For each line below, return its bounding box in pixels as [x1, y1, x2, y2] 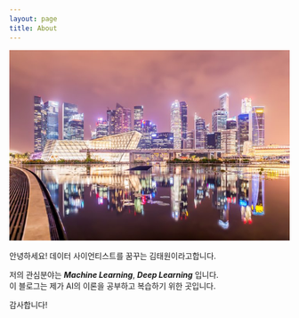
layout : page [9, 14, 58, 23]
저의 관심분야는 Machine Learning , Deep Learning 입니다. [9, 269, 220, 280]
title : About [9, 23, 58, 33]
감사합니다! [9, 299, 48, 310]
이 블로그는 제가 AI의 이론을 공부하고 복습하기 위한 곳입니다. [9, 281, 216, 291]
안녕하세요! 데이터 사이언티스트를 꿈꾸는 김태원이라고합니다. [9, 250, 216, 261]
